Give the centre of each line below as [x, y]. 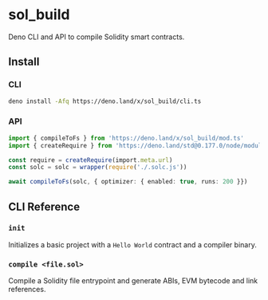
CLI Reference [44, 206]
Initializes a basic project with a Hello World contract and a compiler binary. [132, 244]
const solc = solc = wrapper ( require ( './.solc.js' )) [98, 168]
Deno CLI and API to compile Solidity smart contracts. [97, 37]
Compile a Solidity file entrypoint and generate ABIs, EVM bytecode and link [133, 281]
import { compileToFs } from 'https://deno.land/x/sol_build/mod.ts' [126, 138]
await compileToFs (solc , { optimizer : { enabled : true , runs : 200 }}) [128, 182]
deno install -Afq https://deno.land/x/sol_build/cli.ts [105, 101]
